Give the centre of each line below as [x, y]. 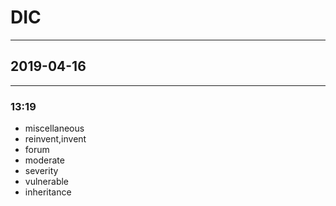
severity [41, 171]
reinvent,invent [55, 139]
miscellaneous [54, 128]
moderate [44, 160]
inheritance [48, 192]
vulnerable [47, 182]
